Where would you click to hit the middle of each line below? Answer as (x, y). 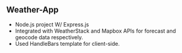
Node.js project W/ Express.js (52, 24)
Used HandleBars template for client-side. (67, 43)
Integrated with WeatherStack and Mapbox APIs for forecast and (96, 31)
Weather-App (33, 10)
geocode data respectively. (49, 37)
